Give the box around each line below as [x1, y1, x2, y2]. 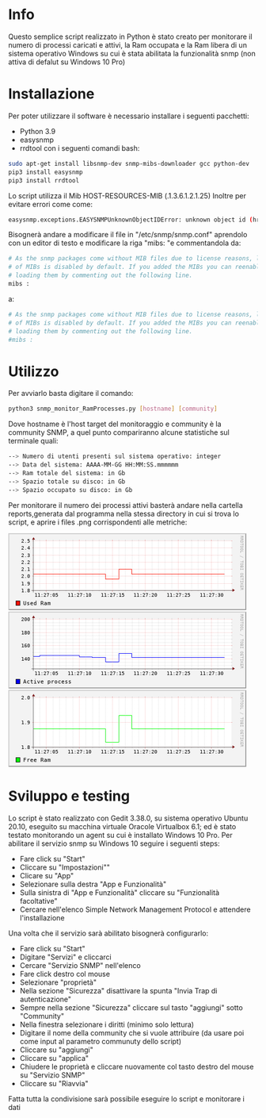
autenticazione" [19, 994, 72, 1004]
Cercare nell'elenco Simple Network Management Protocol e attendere [19, 905, 251, 914]
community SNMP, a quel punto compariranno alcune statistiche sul [8, 428, 230, 437]
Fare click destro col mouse [19, 969, 111, 978]
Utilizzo [8, 363, 59, 380]
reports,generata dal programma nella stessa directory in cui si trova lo [8, 509, 240, 518]
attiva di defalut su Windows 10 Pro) [8, 57, 126, 67]
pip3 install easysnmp [8, 168, 83, 176]
